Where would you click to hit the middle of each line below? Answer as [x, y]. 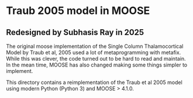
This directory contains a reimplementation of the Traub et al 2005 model [94, 82]
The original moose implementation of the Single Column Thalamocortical [95, 46]
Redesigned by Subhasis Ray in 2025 [75, 32]
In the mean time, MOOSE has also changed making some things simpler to [97, 65]
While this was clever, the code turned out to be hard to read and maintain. [96, 59]
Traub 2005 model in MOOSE [78, 11]
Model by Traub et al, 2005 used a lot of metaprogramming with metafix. [94, 52]
